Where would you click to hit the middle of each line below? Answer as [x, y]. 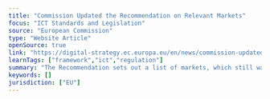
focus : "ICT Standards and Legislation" [77, 23]
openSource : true [37, 46]
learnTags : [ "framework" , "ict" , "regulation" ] [86, 61]
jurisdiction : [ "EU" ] [45, 82]
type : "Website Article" [50, 38]
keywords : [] [30, 75]
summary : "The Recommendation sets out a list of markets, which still [131, 68]
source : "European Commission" [61, 30]
